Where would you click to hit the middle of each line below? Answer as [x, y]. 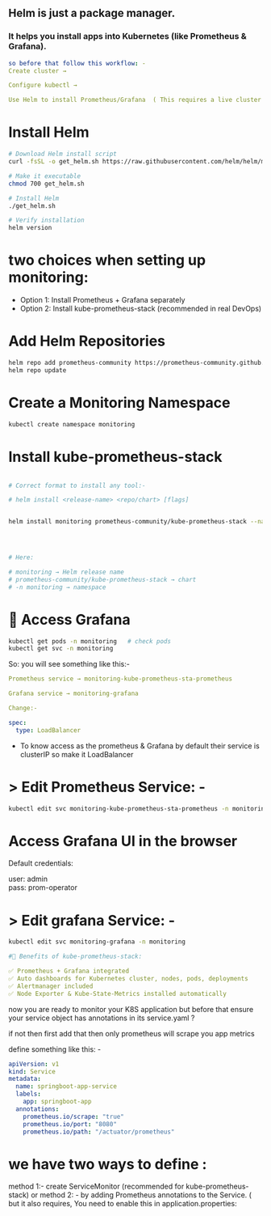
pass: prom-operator [43, 888]
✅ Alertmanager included [51, 986]
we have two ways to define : [108, 1164]
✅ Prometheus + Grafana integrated [69, 971]
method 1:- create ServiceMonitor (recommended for [96, 1186]
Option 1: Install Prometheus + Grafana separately [102, 300]
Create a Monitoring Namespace [119, 403]
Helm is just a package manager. [92, 13]
